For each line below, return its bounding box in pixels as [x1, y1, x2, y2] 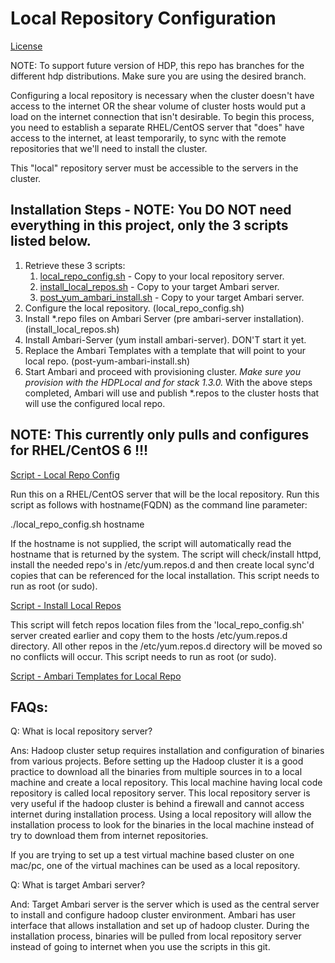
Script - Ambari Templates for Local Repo [10, 670, 182, 682]
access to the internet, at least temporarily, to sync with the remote [10, 132, 287, 144]
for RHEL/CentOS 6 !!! [10, 442, 149, 459]
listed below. [10, 233, 92, 250]
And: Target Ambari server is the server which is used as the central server [10, 898, 320, 911]
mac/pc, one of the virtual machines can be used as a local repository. [10, 860, 301, 872]
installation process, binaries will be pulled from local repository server [10, 930, 302, 942]
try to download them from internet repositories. [10, 830, 209, 842]
